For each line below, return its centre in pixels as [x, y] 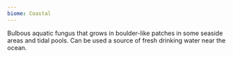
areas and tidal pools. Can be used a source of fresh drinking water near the [116, 40]
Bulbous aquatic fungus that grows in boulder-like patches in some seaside [115, 33]
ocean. [17, 47]
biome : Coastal [29, 13]
